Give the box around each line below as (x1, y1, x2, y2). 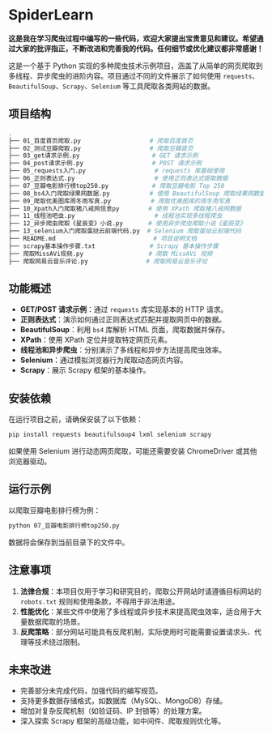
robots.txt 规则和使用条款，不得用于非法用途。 (19, 596, 180, 606)
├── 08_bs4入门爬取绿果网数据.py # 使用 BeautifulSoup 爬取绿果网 (8, 189, 253, 198)
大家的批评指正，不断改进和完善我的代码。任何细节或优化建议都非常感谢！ (15, 43, 264, 53)
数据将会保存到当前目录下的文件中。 (8, 537, 130, 547)
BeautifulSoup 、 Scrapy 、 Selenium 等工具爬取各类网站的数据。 (8, 81, 215, 91)
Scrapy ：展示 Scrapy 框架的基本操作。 (19, 365, 151, 375)
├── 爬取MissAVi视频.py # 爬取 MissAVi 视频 (8, 250, 213, 258)
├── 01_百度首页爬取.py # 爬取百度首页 (8, 136, 193, 145)
